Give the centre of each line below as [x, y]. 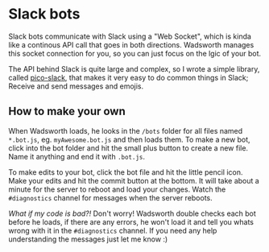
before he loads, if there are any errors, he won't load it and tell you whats [131, 221]
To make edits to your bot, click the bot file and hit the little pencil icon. [126, 172]
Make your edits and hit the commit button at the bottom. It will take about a [134, 180]
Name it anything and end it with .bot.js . [77, 156]
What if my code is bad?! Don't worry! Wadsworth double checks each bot [132, 213]
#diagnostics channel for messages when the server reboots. [111, 197]
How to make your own [67, 112]
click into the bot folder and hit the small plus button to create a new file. [128, 148]
